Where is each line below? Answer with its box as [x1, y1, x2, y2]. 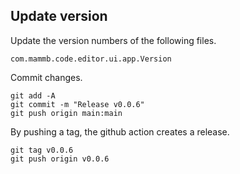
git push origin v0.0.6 [10, 154, 110, 164]
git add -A [10, 90, 56, 101]
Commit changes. [10, 71, 83, 83]
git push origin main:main [10, 108, 123, 118]
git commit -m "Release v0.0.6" [10, 99, 145, 109]
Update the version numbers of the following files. [10, 34, 217, 46]
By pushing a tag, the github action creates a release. [10, 125, 230, 138]
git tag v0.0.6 [10, 145, 74, 155]
